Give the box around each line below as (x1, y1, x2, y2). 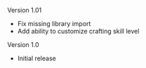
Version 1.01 (7, 6, 42, 14)
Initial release (17, 54, 56, 62)
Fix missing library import (17, 20, 91, 27)
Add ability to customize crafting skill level (17, 27, 140, 35)
